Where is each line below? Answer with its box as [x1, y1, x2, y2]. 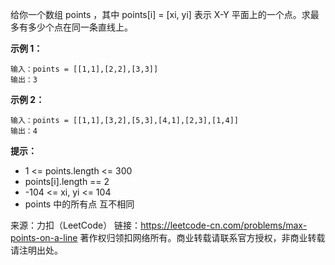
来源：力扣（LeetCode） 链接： [10, 219, 142, 231]
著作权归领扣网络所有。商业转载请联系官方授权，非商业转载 [79, 232, 326, 243]
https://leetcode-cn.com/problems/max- [140, 219, 308, 231]
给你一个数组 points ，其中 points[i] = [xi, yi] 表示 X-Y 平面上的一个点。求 [10, 9, 311, 20]
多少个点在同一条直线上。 [27, 21, 133, 33]
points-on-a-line [10, 232, 78, 243]
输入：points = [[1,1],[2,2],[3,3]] [10, 64, 159, 74]
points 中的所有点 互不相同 [24, 198, 135, 210]
